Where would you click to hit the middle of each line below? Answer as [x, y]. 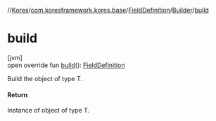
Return [18, 94]
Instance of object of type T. [49, 111]
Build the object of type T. [45, 78]
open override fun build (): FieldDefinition [66, 65]
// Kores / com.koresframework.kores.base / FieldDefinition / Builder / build [108, 10]
